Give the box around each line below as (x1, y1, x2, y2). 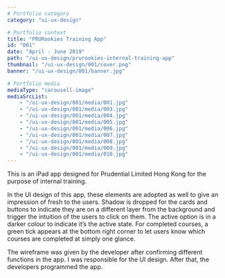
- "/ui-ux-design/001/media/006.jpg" (19, 125, 129, 132)
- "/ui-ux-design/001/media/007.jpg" (19, 131, 129, 138)
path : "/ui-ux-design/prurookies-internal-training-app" (7, 55, 175, 62)
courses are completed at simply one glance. (7, 234, 136, 243)
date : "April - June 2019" (7, 48, 85, 55)
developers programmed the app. (7, 263, 103, 271)
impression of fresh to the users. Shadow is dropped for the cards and (7, 198, 208, 206)
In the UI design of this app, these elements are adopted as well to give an (7, 191, 219, 199)
